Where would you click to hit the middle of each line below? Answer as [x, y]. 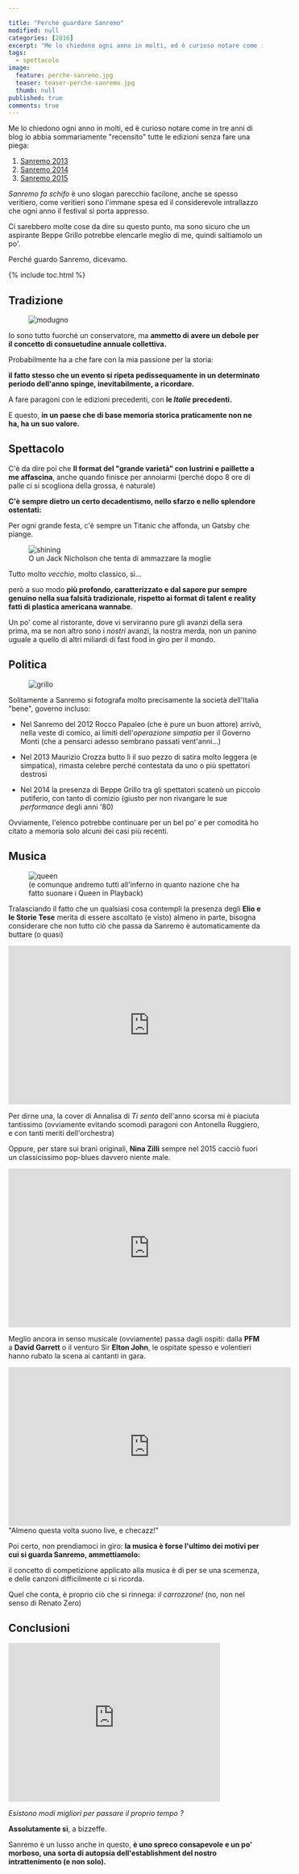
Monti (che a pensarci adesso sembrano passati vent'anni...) [120, 741]
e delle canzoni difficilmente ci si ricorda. [77, 1579]
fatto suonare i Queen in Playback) [86, 893]
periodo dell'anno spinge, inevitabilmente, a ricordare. [102, 384]
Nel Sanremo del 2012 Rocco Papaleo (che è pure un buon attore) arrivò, [141, 724]
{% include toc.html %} [47, 275]
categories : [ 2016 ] [41, 38]
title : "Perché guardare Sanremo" [66, 23]
